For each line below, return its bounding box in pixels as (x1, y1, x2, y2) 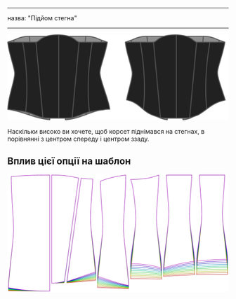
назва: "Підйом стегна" (7, 14, 77, 22)
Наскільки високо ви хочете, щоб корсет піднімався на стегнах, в (7, 127, 205, 136)
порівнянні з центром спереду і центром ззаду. (7, 134, 150, 144)
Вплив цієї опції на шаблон (7, 155, 131, 167)
